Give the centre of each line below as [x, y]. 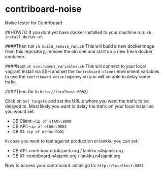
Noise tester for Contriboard [34, 23]
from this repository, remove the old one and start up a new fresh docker [79, 51]
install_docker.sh [24, 37]
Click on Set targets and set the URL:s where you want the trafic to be [77, 101]
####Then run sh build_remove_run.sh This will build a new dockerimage [80, 46]
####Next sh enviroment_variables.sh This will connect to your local [76, 66]
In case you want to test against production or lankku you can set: [72, 141]
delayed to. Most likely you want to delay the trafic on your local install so [80, 106]
